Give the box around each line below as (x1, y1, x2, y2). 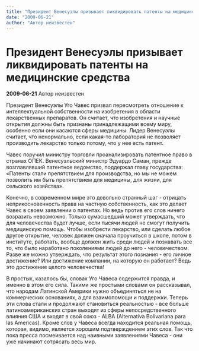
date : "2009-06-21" (6, 14, 54, 20)
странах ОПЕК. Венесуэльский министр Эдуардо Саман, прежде (6, 157, 172, 165)
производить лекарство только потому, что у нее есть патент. (6, 140, 164, 147)
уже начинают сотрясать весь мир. (6, 338, 97, 345)
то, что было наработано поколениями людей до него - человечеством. (6, 245, 190, 252)
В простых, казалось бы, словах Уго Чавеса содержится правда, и (6, 275, 176, 282)
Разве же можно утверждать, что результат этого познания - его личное (6, 251, 191, 258)
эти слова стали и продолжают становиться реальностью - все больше (6, 301, 190, 308)
